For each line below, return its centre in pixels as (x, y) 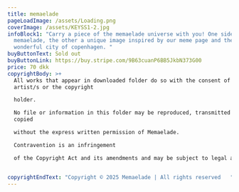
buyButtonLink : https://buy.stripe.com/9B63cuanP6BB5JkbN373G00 (105, 61)
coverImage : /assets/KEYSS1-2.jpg (59, 27)
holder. (25, 100)
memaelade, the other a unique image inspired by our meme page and (117, 41)
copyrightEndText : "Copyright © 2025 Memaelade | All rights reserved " (121, 177)
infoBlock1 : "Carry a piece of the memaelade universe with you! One (113, 34)
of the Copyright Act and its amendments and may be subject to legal (121, 158)
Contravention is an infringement (65, 145)
